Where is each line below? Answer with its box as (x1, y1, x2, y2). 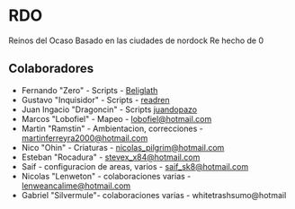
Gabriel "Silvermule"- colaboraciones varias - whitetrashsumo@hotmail (21, 189, 287, 200)
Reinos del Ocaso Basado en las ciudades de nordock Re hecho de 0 (8, 35, 264, 46)
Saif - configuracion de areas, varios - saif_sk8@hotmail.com (21, 161, 249, 171)
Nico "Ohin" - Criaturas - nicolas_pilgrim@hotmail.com (21, 142, 225, 152)
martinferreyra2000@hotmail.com (21, 132, 148, 144)
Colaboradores (8, 61, 94, 76)
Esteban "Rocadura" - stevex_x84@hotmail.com (21, 152, 201, 162)
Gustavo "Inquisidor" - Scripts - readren (21, 94, 170, 105)
